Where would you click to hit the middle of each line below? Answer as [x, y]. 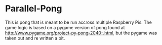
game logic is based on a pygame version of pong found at [65, 27]
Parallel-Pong [34, 9]
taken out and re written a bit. [35, 38]
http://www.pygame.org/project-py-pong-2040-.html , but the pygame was [81, 33]
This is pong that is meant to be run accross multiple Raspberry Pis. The [79, 22]
